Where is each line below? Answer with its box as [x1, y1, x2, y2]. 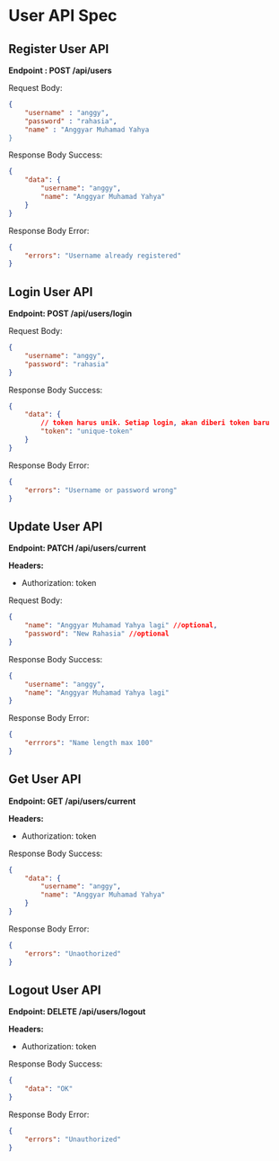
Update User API [8, 518, 103, 534]
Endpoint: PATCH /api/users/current [8, 543, 147, 553]
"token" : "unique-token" [40, 427, 134, 436]
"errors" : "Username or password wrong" [24, 485, 178, 495]
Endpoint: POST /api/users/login [8, 308, 132, 319]
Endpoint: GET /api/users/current [8, 796, 136, 806]
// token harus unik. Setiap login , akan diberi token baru [40, 418, 270, 427]
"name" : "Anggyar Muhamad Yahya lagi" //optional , [24, 621, 218, 630]
